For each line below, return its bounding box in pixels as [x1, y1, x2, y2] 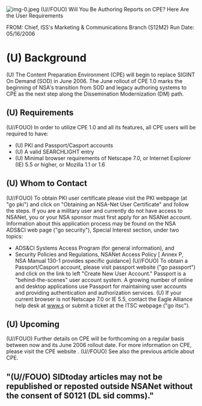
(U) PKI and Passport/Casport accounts [14, 141, 113, 149]
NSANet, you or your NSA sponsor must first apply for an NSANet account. [6, 214, 192, 221]
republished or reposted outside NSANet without [6, 381, 194, 391]
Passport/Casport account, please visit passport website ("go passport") [14, 263, 196, 271]
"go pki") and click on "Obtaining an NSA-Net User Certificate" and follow [6, 200, 189, 208]
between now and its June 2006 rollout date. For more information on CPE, [6, 342, 192, 349]
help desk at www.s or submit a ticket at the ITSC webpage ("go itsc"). [14, 301, 191, 309]
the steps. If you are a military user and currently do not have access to [6, 207, 183, 214]
